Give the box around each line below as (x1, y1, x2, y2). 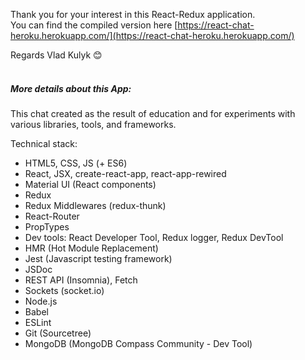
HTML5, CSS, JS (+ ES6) (24, 157, 128, 169)
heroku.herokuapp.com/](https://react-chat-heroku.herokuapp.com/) (10, 30, 295, 41)
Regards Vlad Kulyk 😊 (10, 49, 103, 61)
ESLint (24, 316, 52, 328)
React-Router (24, 210, 80, 222)
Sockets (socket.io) (24, 284, 105, 296)
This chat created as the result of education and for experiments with (10, 107, 296, 119)
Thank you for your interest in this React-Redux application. (10, 9, 256, 20)
